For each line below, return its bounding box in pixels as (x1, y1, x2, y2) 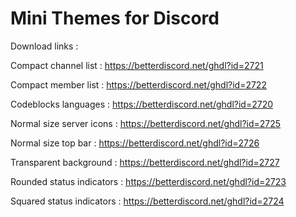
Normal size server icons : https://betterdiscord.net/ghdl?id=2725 (10, 117, 282, 129)
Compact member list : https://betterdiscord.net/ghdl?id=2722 (10, 78, 267, 91)
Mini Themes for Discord (10, 7, 220, 30)
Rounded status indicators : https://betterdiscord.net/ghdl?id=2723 (10, 175, 287, 187)
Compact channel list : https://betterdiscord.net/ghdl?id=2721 (10, 59, 264, 71)
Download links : (10, 40, 79, 52)
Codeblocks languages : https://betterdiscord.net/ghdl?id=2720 (10, 98, 274, 110)
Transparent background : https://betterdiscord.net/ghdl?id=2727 (10, 156, 280, 168)
